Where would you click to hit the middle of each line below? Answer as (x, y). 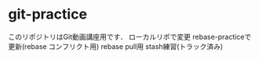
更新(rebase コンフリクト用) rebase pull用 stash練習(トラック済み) (116, 46)
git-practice (48, 14)
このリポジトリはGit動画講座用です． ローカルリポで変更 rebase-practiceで (130, 36)
